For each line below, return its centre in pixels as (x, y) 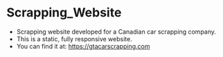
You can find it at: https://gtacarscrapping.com (83, 46)
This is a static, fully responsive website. (74, 38)
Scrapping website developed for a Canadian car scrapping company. (116, 32)
